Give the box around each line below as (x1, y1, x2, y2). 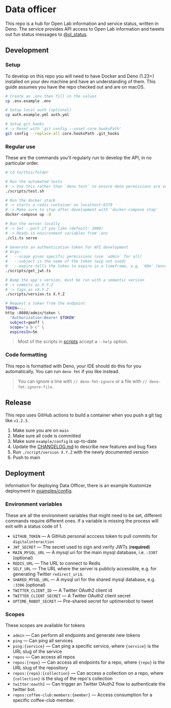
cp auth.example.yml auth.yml (5, 112, 70, 118)
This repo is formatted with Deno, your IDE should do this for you (5, 363, 141, 369)
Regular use (5, 143, 36, 150)
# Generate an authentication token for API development (5, 245, 129, 250)
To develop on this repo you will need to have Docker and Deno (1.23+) (5, 73, 154, 79)
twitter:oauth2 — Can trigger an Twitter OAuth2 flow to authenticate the (12, 680, 165, 687)
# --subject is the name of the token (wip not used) (5, 259, 126, 264)
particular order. (5, 160, 39, 166)
